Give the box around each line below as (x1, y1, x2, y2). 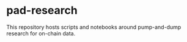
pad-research (6, 4, 78, 17)
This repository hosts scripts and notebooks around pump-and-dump (6, 23, 182, 31)
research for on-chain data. (6, 29, 76, 37)
